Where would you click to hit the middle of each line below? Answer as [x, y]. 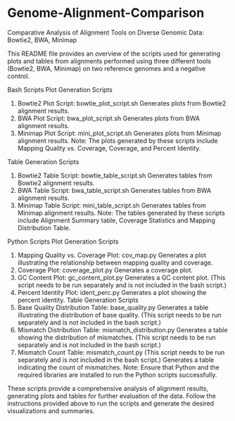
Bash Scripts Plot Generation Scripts [60, 89]
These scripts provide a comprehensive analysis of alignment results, [108, 388]
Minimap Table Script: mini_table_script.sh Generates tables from [112, 205]
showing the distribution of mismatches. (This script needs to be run [116, 337]
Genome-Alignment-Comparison [106, 13]
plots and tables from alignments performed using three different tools [109, 61]
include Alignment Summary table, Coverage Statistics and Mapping [116, 220]
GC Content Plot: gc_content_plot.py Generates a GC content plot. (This [121, 277]
